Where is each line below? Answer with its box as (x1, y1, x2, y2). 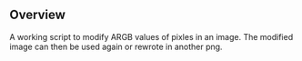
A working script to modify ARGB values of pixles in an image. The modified (9, 31, 294, 42)
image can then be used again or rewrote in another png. (9, 41, 223, 52)
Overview (9, 7, 66, 23)
